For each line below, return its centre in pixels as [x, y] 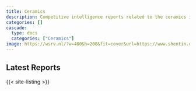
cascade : [17, 28]
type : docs [24, 33]
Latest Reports [33, 68]
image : [14, 44]
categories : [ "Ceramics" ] [43, 38]
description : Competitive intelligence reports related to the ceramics [96, 17]
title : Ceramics [26, 11]
